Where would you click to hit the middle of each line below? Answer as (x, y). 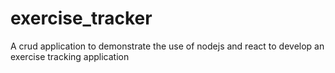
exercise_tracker (81, 18)
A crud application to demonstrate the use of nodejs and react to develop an (167, 46)
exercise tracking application (70, 56)
